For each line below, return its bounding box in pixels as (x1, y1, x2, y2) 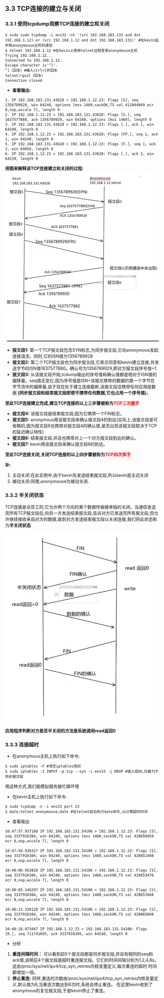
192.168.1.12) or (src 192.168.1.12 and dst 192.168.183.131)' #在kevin (5, 38, 155, 42)
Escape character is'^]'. (5, 63, 58, 67)
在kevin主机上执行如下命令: (12, 794, 67, 800)
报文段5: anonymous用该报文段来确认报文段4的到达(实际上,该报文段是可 (12, 417, 158, 423)
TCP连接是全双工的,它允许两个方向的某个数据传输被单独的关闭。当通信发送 (5, 504, 156, 510)
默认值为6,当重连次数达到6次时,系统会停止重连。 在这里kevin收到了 (18, 981, 153, 988)
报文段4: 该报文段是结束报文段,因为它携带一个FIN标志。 (12, 411, 124, 417)
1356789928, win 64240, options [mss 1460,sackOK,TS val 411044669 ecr (5, 102, 154, 107)
